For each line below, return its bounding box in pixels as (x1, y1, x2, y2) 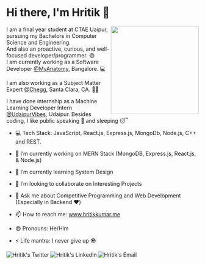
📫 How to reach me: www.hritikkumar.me (15, 210, 121, 218)
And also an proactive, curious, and (6, 45, 96, 53)
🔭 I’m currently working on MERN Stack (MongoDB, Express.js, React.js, (15, 150, 196, 157)
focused (6, 51, 27, 59)
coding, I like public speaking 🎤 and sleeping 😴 (6, 117, 129, 124)
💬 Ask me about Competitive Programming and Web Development (15, 192, 181, 199)
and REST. (15, 137, 41, 145)
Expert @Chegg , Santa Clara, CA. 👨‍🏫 (6, 86, 99, 93)
